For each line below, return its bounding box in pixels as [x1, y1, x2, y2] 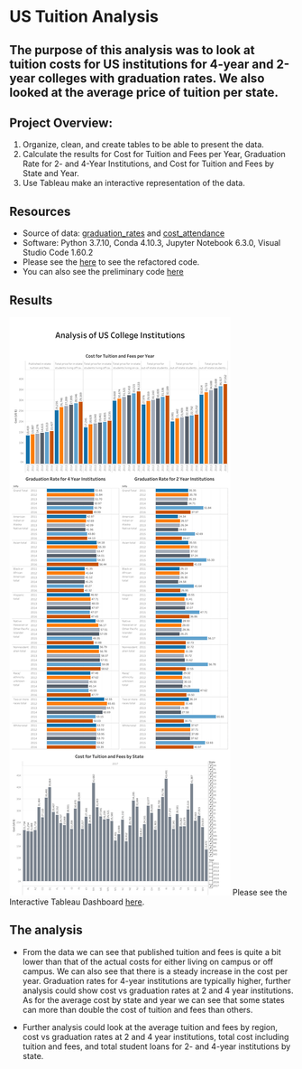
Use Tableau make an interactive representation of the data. [22, 178, 245, 189]
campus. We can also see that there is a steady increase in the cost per [22, 965, 288, 977]
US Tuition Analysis [9, 6, 160, 27]
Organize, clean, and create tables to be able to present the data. [22, 139, 264, 150]
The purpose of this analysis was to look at [9, 42, 255, 58]
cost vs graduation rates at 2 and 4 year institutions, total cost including [22, 1031, 289, 1042]
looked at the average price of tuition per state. [9, 84, 279, 100]
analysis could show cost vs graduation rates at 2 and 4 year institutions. [22, 985, 294, 996]
